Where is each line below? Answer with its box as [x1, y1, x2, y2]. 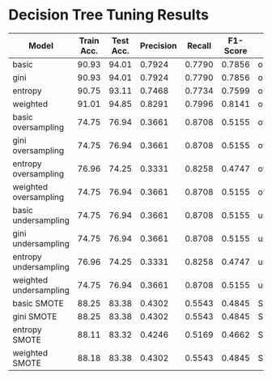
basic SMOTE [12, 297, 65, 309]
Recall [187, 40, 212, 51]
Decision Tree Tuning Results [8, 6, 209, 24]
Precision [139, 40, 177, 51]
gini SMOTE [12, 310, 57, 322]
